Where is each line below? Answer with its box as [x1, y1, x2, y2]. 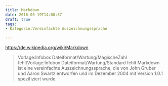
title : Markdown [5, 7, 39, 13]
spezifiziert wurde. [17, 76, 57, 82]
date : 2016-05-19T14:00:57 [5, 12, 62, 17]
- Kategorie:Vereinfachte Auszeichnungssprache [5, 26, 108, 31]
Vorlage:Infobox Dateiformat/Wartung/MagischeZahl [17, 54, 128, 61]
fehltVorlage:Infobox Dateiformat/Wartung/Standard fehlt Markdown [17, 60, 160, 66]
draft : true [5, 17, 30, 22]
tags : [5, 21, 17, 27]
